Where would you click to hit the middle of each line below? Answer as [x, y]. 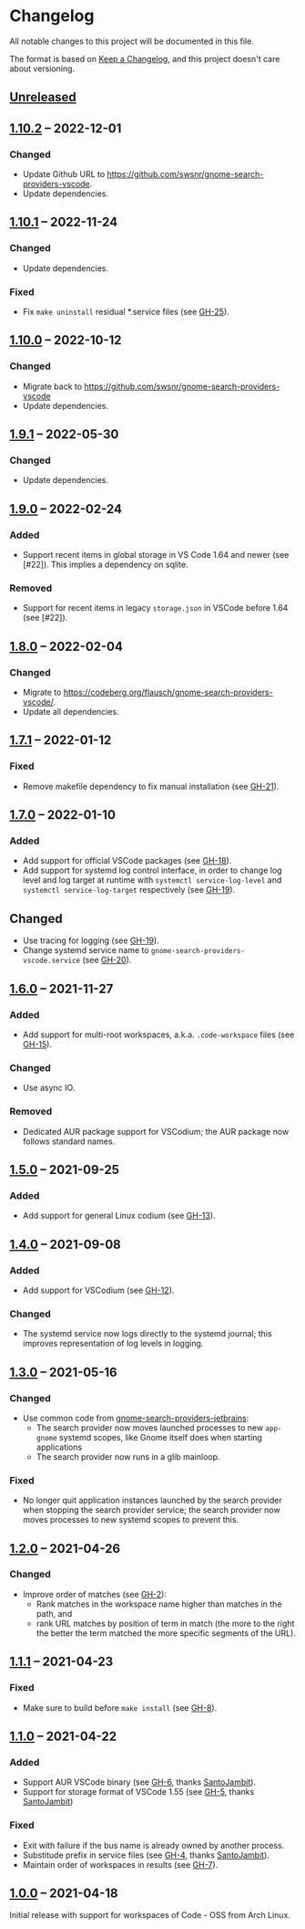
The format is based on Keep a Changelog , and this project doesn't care [145, 58]
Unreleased [43, 97]
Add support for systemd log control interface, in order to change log [152, 870]
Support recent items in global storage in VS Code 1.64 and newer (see [156, 555]
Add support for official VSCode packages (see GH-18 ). [127, 861]
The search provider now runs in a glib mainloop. [128, 1456]
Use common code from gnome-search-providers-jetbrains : [136, 1418]
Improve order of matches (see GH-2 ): [94, 1594]
